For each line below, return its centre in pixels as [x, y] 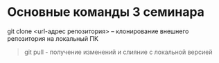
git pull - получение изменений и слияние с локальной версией [118, 52]
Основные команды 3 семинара [106, 12]
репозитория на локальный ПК [53, 38]
